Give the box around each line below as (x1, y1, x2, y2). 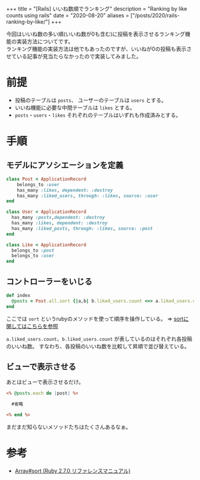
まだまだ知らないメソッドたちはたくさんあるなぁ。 (6, 423, 132, 431)
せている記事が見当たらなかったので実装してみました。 (6, 53, 142, 59)
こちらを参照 (26, 322, 58, 330)
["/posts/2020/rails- (130, 12, 180, 19)
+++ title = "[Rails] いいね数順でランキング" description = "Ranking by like (6, 5, 187, 12)
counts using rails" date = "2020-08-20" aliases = (6, 12, 130, 19)
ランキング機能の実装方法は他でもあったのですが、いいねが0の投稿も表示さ (6, 45, 192, 52)
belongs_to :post (11, 247, 55, 253)
